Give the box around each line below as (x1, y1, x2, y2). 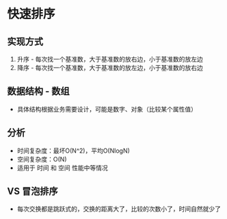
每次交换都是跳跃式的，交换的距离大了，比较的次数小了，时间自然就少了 (16, 205, 221, 213)
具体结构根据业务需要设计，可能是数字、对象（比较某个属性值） (16, 105, 197, 113)
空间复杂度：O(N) (16, 155, 67, 163)
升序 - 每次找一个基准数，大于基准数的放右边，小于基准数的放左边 (16, 55, 204, 63)
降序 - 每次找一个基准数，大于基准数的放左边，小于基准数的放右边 (16, 64, 204, 72)
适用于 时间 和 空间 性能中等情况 (16, 164, 108, 172)
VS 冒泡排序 (7, 185, 58, 197)
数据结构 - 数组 (7, 86, 70, 97)
